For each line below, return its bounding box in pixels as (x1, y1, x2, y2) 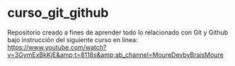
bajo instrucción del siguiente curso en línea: (7, 35, 138, 44)
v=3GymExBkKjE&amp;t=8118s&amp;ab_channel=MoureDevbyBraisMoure (7, 51, 224, 59)
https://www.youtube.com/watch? (7, 43, 107, 51)
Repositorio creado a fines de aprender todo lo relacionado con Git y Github (7, 28, 229, 37)
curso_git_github (7, 5, 109, 21)
